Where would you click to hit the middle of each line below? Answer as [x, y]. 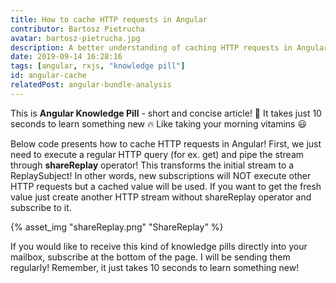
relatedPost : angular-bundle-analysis [91, 85]
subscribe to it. [41, 207]
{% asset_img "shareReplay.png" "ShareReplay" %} [117, 227]
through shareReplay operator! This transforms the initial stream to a [152, 165]
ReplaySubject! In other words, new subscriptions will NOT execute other [161, 175]
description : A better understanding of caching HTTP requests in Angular [169, 47]
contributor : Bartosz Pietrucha [77, 29]
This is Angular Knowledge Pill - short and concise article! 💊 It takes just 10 [166, 113]
